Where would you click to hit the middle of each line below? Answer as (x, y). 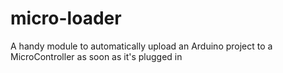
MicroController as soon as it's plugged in (96, 56)
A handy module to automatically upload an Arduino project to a (141, 46)
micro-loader (66, 18)
